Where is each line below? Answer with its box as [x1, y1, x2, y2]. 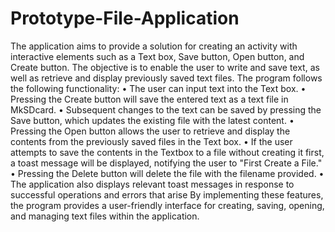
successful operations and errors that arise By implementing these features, [10, 188, 324, 201]
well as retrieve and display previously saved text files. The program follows [10, 72, 323, 84]
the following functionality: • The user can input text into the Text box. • [10, 82, 307, 94]
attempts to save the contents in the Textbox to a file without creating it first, [10, 146, 325, 158]
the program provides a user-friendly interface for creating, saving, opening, [10, 199, 325, 211]
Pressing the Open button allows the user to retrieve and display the [10, 125, 291, 137]
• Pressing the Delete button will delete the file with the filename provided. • [10, 167, 325, 179]
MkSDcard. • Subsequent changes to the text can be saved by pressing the [10, 103, 322, 116]
